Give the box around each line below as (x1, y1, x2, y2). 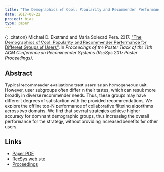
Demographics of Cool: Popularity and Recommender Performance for (5, 40, 147, 45)
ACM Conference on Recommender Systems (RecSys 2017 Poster (5, 50, 138, 56)
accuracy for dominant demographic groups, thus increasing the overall (5, 113, 149, 119)
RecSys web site (12, 156, 46, 162)
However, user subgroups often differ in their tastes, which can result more (5, 87, 156, 93)
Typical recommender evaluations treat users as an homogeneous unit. (5, 82, 148, 88)
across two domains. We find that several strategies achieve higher (5, 108, 140, 114)
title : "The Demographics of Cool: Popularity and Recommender (5, 7, 137, 12)
